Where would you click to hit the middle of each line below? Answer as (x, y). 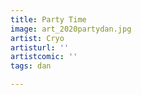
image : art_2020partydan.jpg (71, 29)
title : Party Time (48, 19)
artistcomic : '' (44, 57)
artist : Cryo (37, 38)
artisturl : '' (40, 47)
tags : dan (31, 66)
